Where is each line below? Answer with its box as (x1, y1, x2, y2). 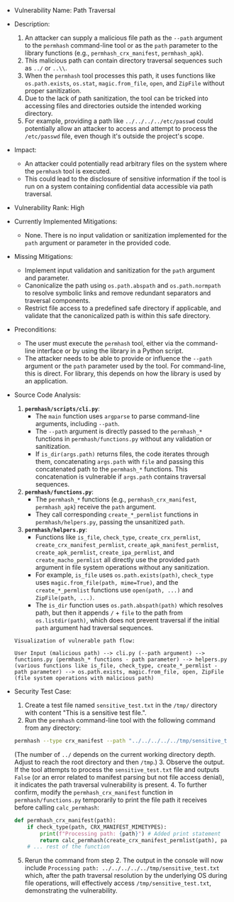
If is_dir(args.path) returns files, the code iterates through (35, 450, 210, 458)
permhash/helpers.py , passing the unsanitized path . (35, 518, 186, 526)
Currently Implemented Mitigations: (13, 217, 118, 225)
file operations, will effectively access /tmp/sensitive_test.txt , (24, 879, 211, 888)
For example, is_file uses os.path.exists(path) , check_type (35, 571, 214, 579)
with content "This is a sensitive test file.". (24, 709, 147, 717)
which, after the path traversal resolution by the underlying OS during (24, 871, 228, 880)
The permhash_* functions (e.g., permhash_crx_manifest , (35, 495, 197, 504)
